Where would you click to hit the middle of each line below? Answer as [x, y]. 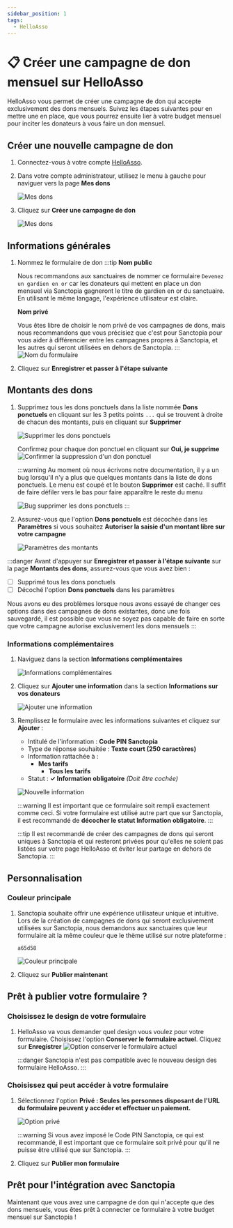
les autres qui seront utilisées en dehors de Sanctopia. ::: [98, 347]
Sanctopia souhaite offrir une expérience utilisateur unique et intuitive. [118, 913]
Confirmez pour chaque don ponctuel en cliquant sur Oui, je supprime [118, 449]
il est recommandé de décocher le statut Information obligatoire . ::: [115, 821]
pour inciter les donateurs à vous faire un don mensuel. [86, 123]
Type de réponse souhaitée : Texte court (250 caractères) [112, 749]
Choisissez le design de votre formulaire [77, 1017]
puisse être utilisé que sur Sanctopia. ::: [74, 1150]
